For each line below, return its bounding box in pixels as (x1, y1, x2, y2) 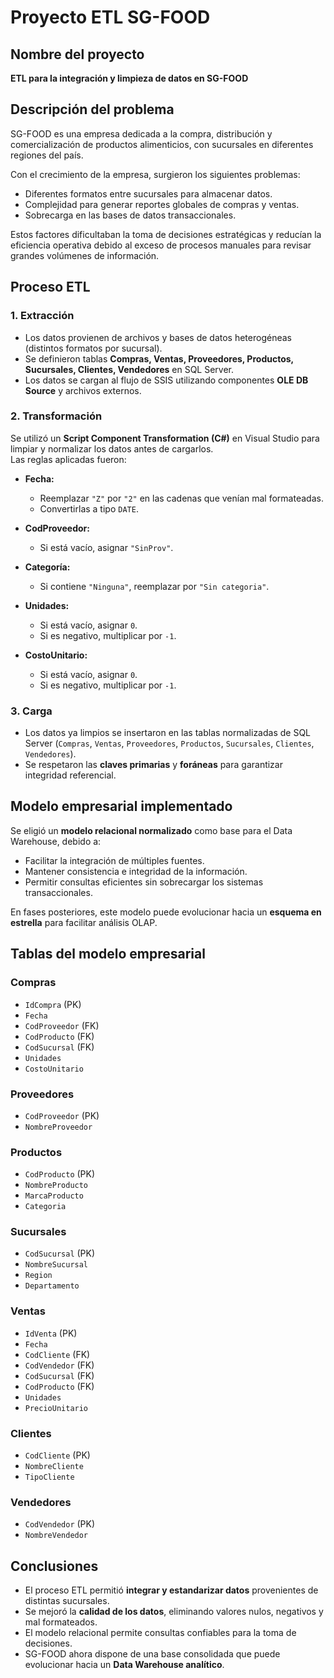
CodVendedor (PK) (24, 1518, 96, 1530)
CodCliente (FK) (24, 1348, 91, 1360)
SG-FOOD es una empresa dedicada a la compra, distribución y (10, 127, 273, 140)
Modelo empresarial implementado (10, 798, 233, 815)
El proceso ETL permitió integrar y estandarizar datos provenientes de (24, 1584, 319, 1596)
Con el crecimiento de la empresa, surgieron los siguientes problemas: (10, 168, 301, 180)
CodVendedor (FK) (24, 1359, 95, 1371)
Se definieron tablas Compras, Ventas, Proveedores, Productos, (24, 352, 294, 365)
